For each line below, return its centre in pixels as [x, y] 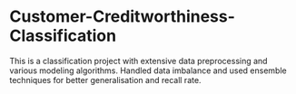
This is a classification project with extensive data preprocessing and [138, 61]
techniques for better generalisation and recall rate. [105, 80]
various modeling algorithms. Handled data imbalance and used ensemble [148, 70]
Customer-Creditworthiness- [123, 17]
